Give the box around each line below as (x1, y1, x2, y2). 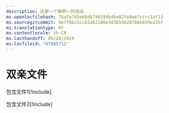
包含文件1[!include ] (6, 88, 51, 95)
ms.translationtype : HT (6, 24, 64, 31)
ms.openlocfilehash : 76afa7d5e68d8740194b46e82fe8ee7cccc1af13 (6, 14, 164, 20)
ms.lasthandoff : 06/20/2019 (6, 36, 75, 41)
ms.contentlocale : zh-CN (6, 30, 67, 36)
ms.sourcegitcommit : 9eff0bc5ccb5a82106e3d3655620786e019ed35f (6, 19, 164, 25)
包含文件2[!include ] (6, 100, 53, 108)
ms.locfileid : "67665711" (6, 41, 69, 47)
